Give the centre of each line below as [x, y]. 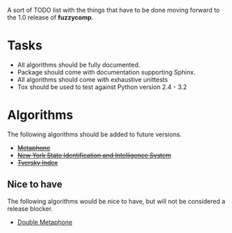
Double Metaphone [45, 222]
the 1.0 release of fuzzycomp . [50, 17]
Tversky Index [37, 162]
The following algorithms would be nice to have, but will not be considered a [116, 201]
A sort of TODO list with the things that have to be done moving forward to [114, 10]
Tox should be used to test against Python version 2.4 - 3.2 [102, 87]
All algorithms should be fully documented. [78, 65]
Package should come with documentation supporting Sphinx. [106, 72]
